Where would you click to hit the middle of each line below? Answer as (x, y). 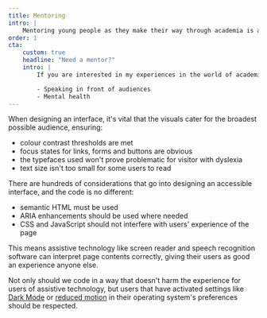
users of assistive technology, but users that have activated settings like (126, 289)
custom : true (44, 52)
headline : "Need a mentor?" (69, 60)
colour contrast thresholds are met (76, 143)
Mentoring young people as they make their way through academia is (138, 30)
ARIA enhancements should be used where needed (104, 216)
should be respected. (43, 306)
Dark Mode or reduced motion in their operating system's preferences (123, 297)
